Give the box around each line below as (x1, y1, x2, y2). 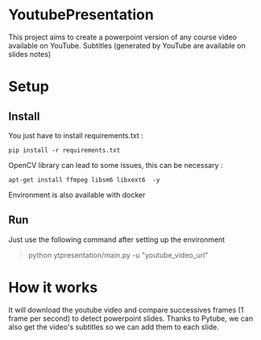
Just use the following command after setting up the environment (8, 235, 226, 244)
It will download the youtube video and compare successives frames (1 (8, 305, 244, 314)
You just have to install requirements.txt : (8, 130, 143, 140)
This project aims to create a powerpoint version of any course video (8, 32, 238, 42)
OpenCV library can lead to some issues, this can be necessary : (8, 160, 223, 170)
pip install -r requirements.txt (8, 146, 121, 154)
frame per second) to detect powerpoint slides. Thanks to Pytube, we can (8, 313, 254, 323)
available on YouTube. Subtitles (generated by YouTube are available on (8, 40, 246, 50)
